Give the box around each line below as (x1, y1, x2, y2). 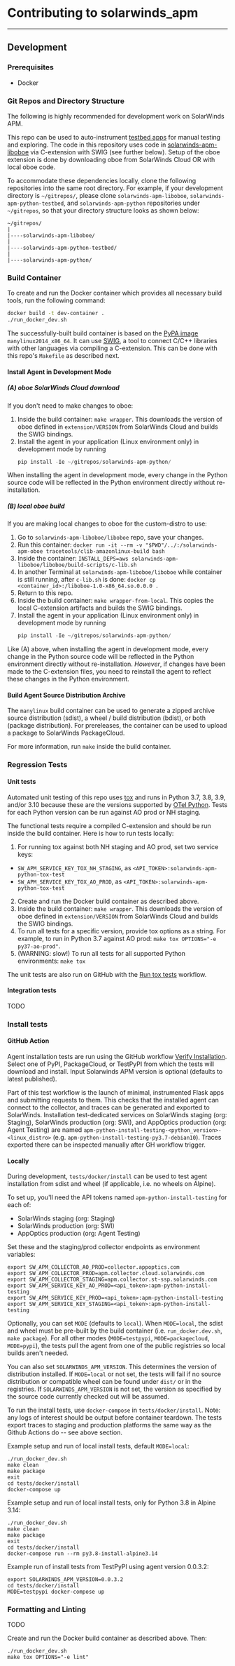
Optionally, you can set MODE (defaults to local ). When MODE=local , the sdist (7, 1319, 224, 1328)
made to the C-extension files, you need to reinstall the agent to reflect (7, 667, 211, 676)
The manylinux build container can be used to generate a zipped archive (7, 707, 215, 715)
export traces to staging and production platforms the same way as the (7, 1421, 212, 1430)
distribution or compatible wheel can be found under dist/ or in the (7, 1378, 201, 1386)
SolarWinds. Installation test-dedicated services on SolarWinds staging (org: (7, 1110, 227, 1119)
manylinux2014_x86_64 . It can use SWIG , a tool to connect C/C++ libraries (7, 336, 218, 345)
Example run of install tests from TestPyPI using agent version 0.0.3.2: (7, 1563, 209, 1571)
